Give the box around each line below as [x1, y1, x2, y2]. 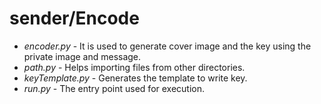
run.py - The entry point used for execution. [23, 82, 206, 94]
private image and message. [23, 50, 142, 62]
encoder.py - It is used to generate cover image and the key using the [23, 40, 312, 52]
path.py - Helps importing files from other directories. [23, 61, 246, 73]
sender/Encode [9, 7, 140, 30]
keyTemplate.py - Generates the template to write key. [23, 72, 248, 84]
